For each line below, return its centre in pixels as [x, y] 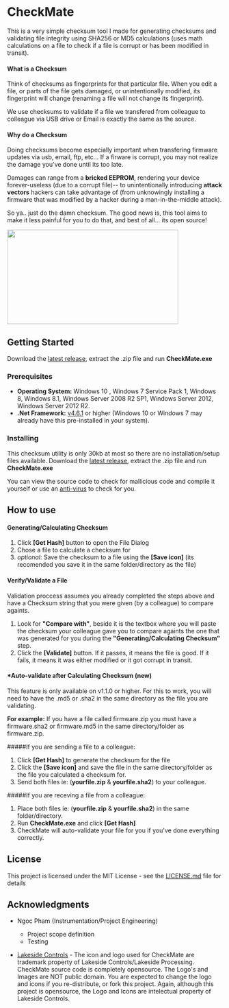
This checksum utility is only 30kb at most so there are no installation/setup [113, 453]
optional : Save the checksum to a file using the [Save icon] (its [106, 557]
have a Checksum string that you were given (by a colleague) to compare [110, 603]
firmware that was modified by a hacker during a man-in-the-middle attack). [114, 200]
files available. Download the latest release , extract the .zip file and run [107, 460]
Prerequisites [30, 377]
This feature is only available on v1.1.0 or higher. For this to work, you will [109, 691]
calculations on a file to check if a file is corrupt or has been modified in [108, 45]
